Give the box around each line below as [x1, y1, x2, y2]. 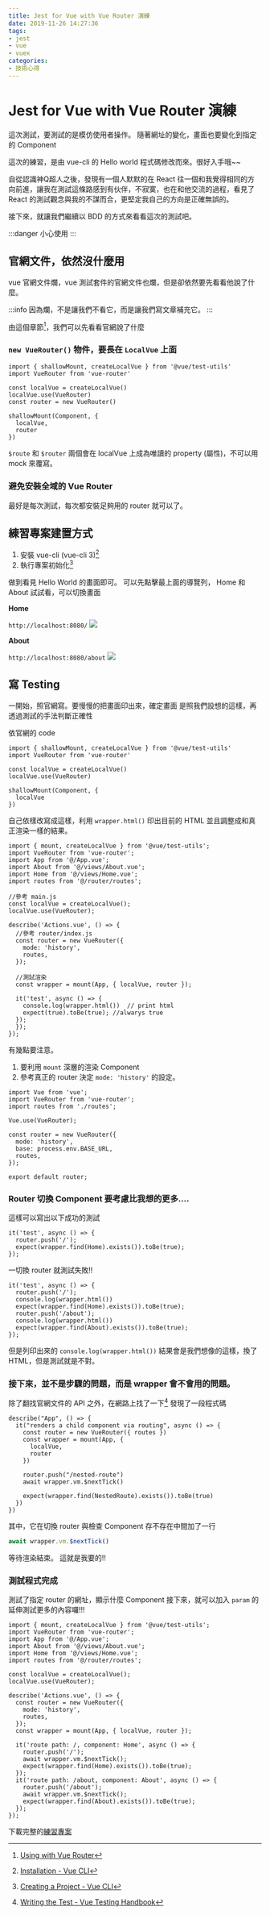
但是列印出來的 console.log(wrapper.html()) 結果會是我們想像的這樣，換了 [8, 1346, 258, 1355]
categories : [8, 57, 48, 65]
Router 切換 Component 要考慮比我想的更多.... [8, 1193, 190, 1204]
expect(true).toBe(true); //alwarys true [22, 1009, 163, 1017]
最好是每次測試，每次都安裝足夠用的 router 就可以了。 [8, 501, 187, 510]
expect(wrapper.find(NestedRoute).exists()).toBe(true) [22, 1492, 215, 1500]
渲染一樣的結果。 [14, 826, 72, 835]
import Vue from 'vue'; [8, 1088, 88, 1097]
